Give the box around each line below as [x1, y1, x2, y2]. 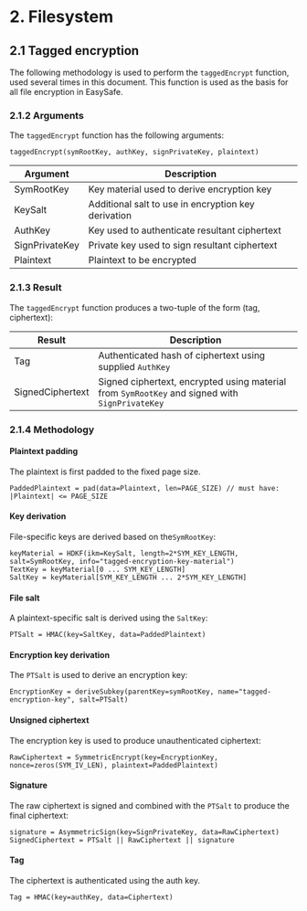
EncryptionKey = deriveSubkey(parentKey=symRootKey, [9, 687, 215, 696]
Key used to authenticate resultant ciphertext [88, 224, 281, 237]
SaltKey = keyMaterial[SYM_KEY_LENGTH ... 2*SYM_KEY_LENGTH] [9, 573, 248, 582]
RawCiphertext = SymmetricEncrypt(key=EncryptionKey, [9, 752, 219, 762]
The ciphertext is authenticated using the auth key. [9, 874, 201, 885]
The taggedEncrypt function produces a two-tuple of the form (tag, [9, 302, 260, 312]
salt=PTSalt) [79, 695, 129, 704]
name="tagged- [217, 687, 272, 696]
